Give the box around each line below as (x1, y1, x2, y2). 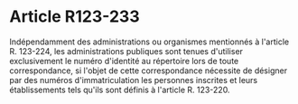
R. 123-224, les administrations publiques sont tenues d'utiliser (9, 45, 244, 56)
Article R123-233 (9, 6, 140, 27)
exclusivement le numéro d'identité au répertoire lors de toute (9, 55, 239, 66)
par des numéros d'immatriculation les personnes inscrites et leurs (9, 74, 258, 85)
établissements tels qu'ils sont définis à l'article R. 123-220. (9, 84, 230, 95)
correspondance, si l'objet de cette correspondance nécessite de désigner (9, 65, 287, 76)
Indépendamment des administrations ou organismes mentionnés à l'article (9, 36, 290, 47)
